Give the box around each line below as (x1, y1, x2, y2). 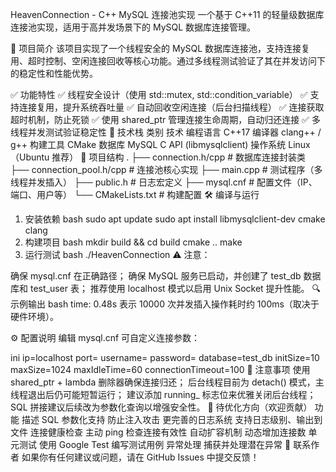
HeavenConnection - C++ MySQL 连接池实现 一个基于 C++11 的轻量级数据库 (10, 9, 325, 20)
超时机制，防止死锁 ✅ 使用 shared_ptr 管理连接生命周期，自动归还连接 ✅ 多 (10, 114, 321, 125)
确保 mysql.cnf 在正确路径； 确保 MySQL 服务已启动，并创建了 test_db (10, 270, 302, 282)
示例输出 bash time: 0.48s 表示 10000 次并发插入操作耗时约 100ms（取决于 (10, 298, 320, 310)
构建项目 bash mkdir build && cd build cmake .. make (24, 236, 243, 248)
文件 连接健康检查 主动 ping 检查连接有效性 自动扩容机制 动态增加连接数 (10, 426, 307, 438)
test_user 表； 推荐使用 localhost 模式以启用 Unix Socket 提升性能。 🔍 (29, 283, 322, 294)
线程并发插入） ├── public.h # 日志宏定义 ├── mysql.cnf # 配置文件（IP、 (10, 176, 318, 188)
